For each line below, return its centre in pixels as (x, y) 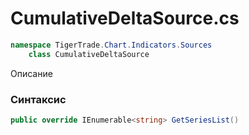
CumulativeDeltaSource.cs (125, 18)
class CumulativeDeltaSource (89, 54)
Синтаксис (38, 99)
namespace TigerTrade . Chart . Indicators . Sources (111, 45)
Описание (31, 73)
